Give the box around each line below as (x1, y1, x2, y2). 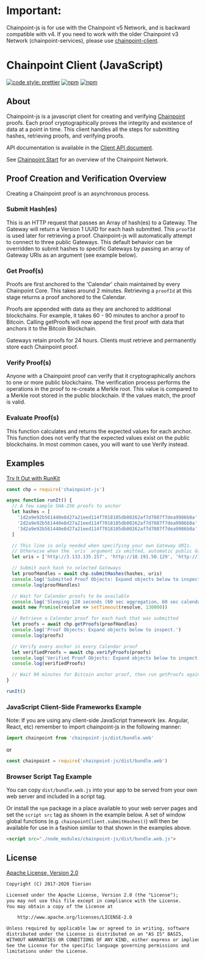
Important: (6, 4, 62, 18)
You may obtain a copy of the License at (6, 903, 113, 909)
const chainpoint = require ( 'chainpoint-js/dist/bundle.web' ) (6, 758, 168, 765)
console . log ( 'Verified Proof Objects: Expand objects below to (12, 655, 176, 661)
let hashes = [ (12, 509, 51, 515)
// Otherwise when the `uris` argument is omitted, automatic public (12, 548, 192, 554)
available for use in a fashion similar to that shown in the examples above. (6, 824, 192, 832)
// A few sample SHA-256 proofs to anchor (12, 503, 121, 509)
